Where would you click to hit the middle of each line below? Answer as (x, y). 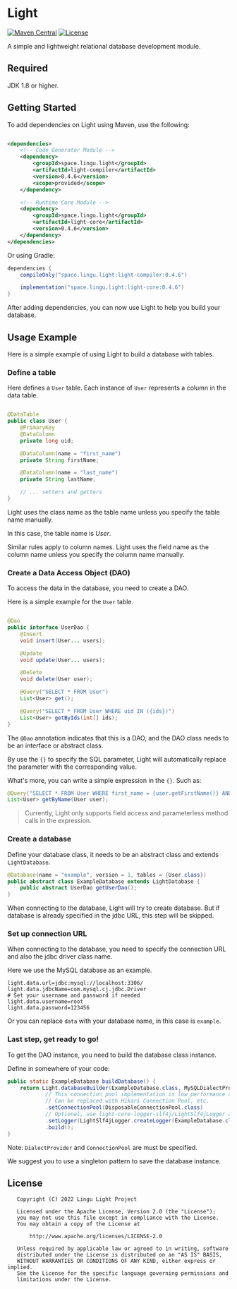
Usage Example (42, 337)
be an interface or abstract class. (55, 745)
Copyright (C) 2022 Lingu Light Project (77, 1199)
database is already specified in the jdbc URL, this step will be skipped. (111, 916)
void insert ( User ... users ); (63, 640)
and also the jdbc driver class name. (60, 957)
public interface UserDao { (49, 628)
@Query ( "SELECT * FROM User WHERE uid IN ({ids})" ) (97, 711)
